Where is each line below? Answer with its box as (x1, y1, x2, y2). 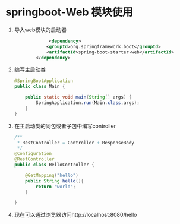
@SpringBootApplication (14, 78, 74, 84)
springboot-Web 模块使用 (5, 5, 133, 19)
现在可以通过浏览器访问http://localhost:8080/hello (14, 212, 137, 219)
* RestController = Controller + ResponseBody (17, 140, 135, 146)
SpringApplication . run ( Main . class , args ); (36, 100, 140, 106)
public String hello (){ (25, 178, 84, 184)
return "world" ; (36, 184, 76, 190)
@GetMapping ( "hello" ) (25, 172, 78, 178)
